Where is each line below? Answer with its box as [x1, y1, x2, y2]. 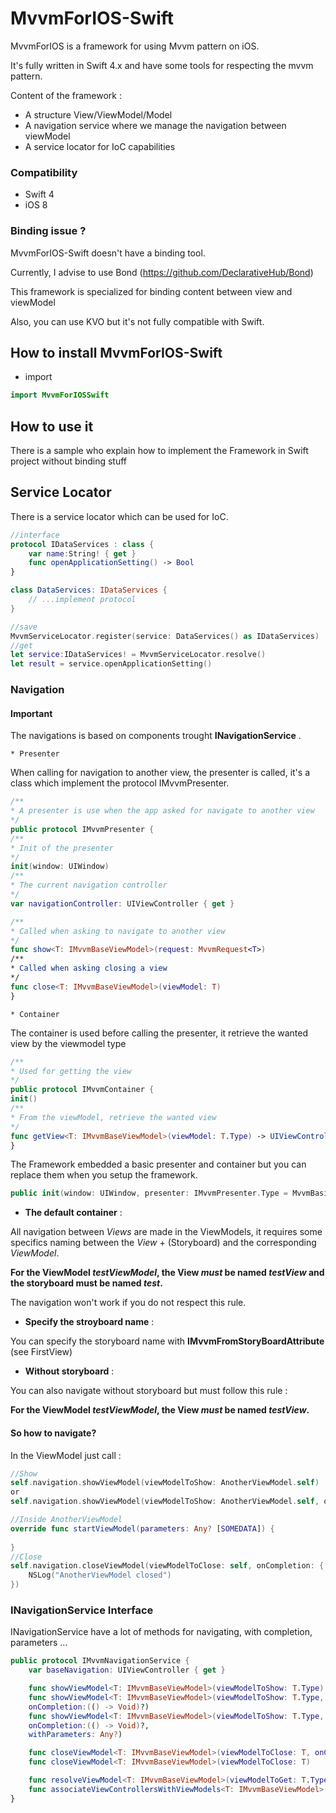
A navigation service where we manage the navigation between [24, 119, 287, 131]
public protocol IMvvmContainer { [10, 1085, 155, 1095]
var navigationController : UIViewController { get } [10, 898, 235, 909]
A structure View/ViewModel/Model [24, 108, 173, 121]
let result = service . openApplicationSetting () [10, 659, 213, 669]
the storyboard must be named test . [10, 1277, 163, 1289]
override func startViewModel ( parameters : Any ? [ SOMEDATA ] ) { [10, 1523, 275, 1534]
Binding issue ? [10, 224, 87, 238]
